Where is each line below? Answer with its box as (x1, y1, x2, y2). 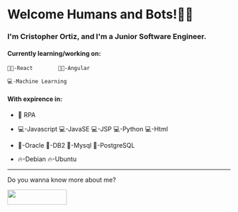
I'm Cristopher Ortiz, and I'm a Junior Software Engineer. (7, 32, 207, 42)
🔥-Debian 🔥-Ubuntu (17, 155, 76, 163)
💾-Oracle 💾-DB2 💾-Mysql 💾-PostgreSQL (17, 141, 135, 149)
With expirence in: (7, 95, 62, 103)
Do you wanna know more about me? (7, 175, 116, 184)
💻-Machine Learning (7, 78, 67, 86)
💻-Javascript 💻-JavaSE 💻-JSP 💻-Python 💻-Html (17, 124, 169, 133)
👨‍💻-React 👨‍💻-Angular (7, 65, 91, 72)
